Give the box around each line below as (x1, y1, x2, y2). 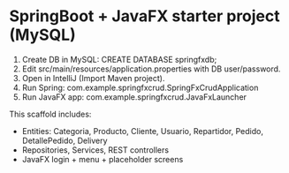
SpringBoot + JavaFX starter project (9, 6, 280, 26)
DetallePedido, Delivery (21, 135, 108, 146)
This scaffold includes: (9, 109, 92, 119)
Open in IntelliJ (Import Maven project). (21, 72, 165, 83)
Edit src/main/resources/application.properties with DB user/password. (21, 64, 281, 74)
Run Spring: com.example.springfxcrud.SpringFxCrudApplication (21, 82, 259, 93)
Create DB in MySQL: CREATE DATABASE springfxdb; (21, 54, 217, 64)
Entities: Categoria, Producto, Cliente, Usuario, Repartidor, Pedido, (21, 125, 263, 136)
